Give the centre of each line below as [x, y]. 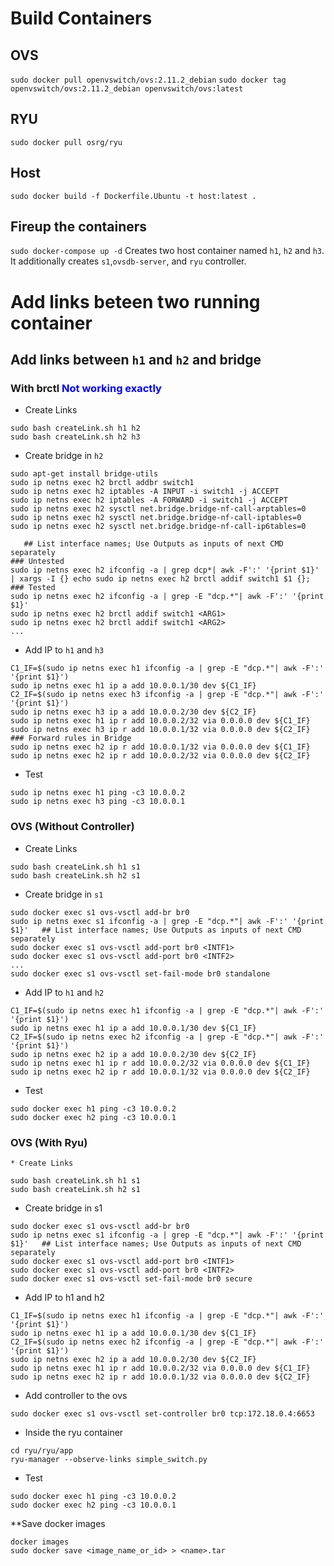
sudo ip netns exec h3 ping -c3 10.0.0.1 [98, 802]
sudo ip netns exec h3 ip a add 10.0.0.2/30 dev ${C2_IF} [133, 712]
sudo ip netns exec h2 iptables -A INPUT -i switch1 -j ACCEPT [145, 492]
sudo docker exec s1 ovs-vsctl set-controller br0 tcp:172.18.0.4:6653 [162, 1413]
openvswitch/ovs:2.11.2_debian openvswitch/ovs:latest [127, 89]
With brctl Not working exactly [86, 388]
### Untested [37, 562]
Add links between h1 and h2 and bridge [136, 360]
